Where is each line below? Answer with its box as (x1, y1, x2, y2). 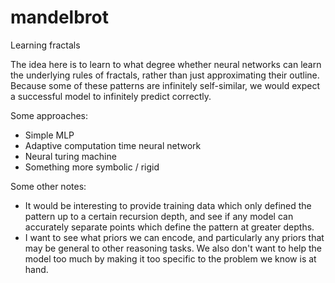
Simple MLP (24, 129, 75, 141)
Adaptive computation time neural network (24, 139, 202, 151)
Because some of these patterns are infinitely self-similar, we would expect (10, 79, 320, 91)
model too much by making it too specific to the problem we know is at (24, 252, 317, 265)
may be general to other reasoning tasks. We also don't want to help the (24, 242, 322, 254)
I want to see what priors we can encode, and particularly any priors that (24, 231, 325, 243)
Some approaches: (10, 109, 89, 121)
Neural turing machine (24, 150, 117, 162)
